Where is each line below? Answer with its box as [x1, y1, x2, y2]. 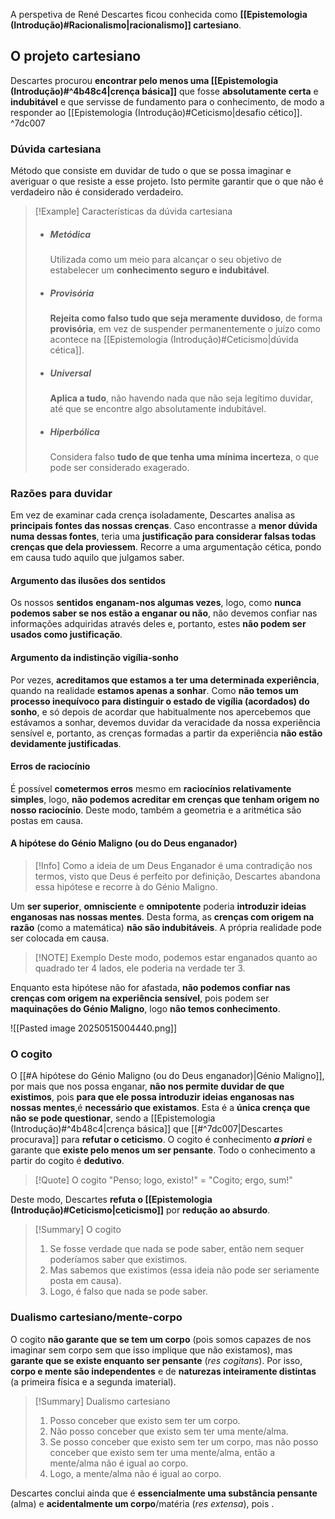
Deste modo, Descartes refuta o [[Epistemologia [10, 1194, 213, 1206]
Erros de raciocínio [10, 760, 91, 773]
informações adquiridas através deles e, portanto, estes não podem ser [10, 618, 307, 630]
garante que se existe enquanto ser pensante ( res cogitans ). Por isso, [10, 1354, 303, 1366]
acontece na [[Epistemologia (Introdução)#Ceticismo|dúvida [49, 334, 299, 346]
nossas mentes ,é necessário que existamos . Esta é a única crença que [10, 1102, 311, 1114]
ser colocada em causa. [10, 932, 110, 944]
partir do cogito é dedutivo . [10, 1155, 125, 1167]
